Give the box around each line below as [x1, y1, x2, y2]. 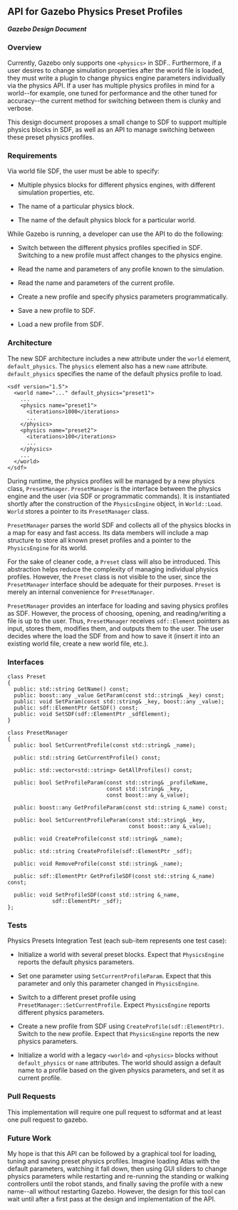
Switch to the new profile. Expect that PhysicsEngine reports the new [17, 1030, 219, 1038]
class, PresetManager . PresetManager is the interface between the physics [7, 484, 222, 492]
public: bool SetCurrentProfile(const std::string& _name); [14, 742, 196, 749]
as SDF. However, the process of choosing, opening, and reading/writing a [7, 609, 227, 617]
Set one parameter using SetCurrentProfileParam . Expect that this [17, 972, 212, 981]
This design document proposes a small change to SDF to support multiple [7, 118, 227, 127]
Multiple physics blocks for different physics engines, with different [17, 181, 216, 190]
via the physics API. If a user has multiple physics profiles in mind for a [7, 81, 215, 90]
